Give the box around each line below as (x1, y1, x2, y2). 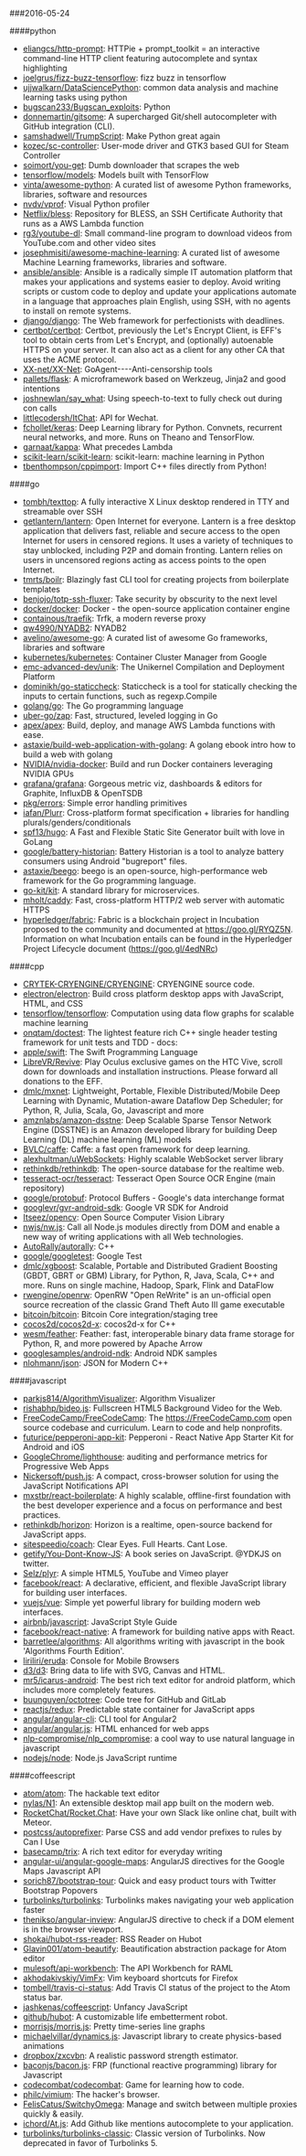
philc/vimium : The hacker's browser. (22, 2089, 160, 2099)
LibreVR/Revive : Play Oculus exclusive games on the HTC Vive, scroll (22, 1056, 283, 1067)
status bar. (22, 1992, 63, 2002)
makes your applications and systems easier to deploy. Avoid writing (22, 276, 281, 287)
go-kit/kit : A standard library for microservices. (22, 885, 200, 895)
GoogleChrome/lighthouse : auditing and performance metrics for (22, 1451, 268, 1462)
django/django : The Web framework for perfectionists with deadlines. (22, 315, 285, 326)
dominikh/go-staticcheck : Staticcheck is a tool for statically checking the (22, 681, 298, 691)
